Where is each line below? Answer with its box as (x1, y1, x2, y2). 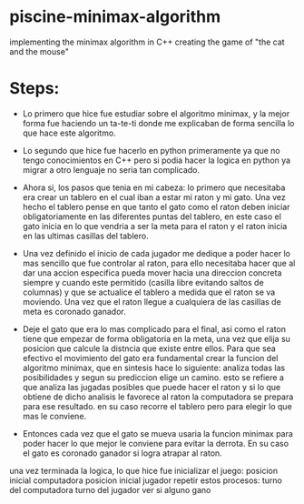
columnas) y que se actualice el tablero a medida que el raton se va (22, 287, 276, 297)
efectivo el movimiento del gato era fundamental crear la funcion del (22, 352, 279, 363)
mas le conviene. (22, 410, 87, 421)
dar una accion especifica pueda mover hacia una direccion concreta (22, 267, 282, 278)
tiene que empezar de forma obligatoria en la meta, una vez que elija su (22, 333, 290, 344)
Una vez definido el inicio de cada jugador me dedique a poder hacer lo (22, 247, 290, 258)
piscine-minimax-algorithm (9, 6, 221, 27)
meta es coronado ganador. (22, 306, 126, 317)
